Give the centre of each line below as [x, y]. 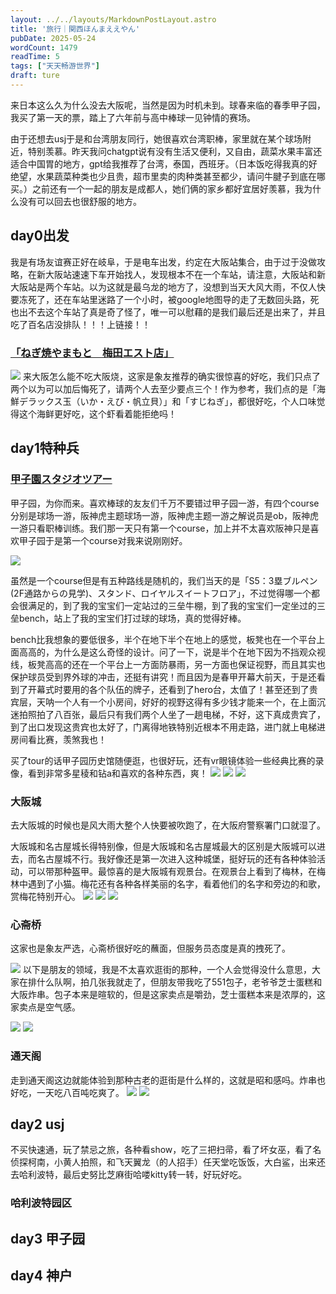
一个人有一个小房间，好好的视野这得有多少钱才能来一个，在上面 [185, 702]
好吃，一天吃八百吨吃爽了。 [67, 1092]
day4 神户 [41, 1276]
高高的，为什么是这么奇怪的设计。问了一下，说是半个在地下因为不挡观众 [167, 652]
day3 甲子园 [48, 1238]
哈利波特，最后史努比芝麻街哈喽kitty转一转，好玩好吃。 [133, 1175]
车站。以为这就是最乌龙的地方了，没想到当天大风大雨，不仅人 [189, 287]
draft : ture [35, 76]
